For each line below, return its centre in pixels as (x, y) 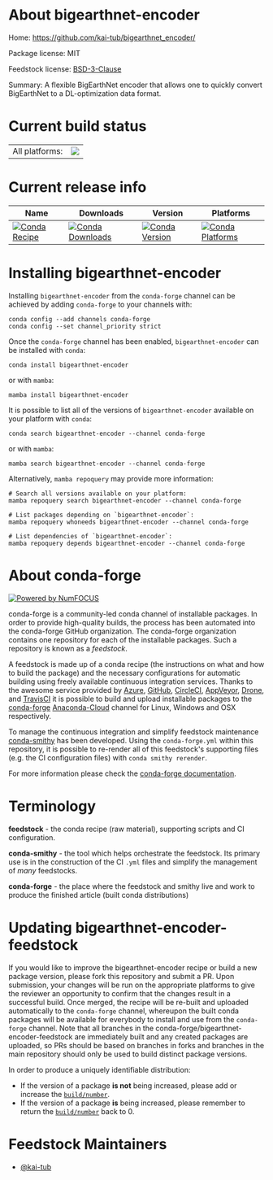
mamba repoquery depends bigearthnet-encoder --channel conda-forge (127, 543)
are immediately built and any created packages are (161, 1036)
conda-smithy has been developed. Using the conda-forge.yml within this (131, 740)
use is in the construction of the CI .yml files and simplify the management (133, 862)
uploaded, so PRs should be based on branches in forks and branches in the (136, 1045)
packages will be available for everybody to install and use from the (121, 1019)
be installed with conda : (47, 350)
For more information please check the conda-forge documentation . (123, 773)
